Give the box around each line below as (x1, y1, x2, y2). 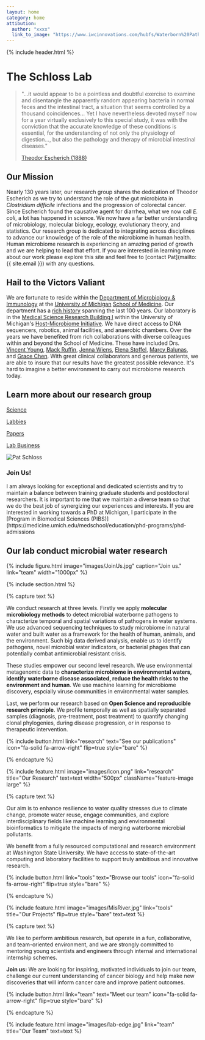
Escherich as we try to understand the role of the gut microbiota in (6, 194, 173, 202)
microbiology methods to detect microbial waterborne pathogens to (6, 611, 179, 618)
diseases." (21, 142, 48, 150)
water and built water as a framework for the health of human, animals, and (6, 630, 196, 638)
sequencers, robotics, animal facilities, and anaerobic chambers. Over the (6, 326, 192, 334)
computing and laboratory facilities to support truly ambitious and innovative (6, 855, 198, 862)
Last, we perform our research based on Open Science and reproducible (6, 699, 191, 707)
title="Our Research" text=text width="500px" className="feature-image (6, 774, 194, 782)
